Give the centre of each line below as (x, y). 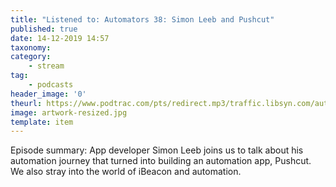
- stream (46, 66)
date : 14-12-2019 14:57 (60, 38)
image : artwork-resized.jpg (69, 112)
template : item (42, 122)
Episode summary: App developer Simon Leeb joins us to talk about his (157, 150)
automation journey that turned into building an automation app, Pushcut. (161, 161)
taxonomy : (31, 47)
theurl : (26, 103)
